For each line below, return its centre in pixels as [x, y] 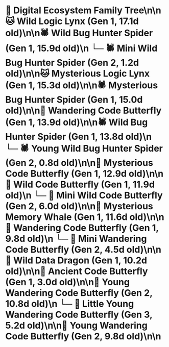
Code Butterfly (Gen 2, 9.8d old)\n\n [83, 337]
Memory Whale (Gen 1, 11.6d [66, 217]
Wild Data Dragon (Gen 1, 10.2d [80, 261]
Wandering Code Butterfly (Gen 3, [79, 315]
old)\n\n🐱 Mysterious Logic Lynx [77, 74]
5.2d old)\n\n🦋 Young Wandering [77, 326]
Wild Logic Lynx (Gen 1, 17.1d [78, 21]
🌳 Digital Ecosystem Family [64, 10]
